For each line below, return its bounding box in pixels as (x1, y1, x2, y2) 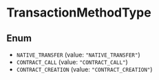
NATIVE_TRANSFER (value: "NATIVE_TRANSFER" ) (16, 50, 140, 59)
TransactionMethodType (6, 5, 152, 21)
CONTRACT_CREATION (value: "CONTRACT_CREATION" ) (16, 66, 153, 73)
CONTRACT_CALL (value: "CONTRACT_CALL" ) (16, 58, 128, 66)
